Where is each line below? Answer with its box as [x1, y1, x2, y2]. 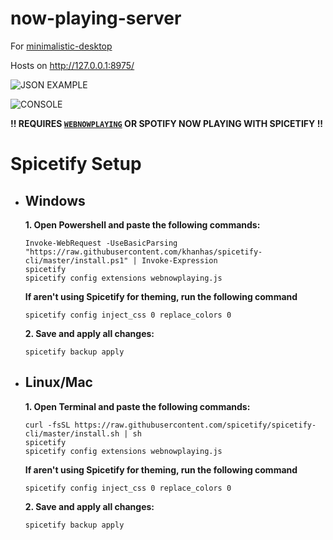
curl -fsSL [24, 420, 71, 430]
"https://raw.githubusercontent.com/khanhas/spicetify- [24, 247, 263, 257]
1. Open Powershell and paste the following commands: [24, 218, 261, 231]
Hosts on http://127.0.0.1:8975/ [10, 59, 135, 71]
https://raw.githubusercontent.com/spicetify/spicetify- [74, 420, 317, 430]
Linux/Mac [24, 374, 93, 391]
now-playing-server [10, 7, 182, 30]
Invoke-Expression [141, 255, 218, 266]
